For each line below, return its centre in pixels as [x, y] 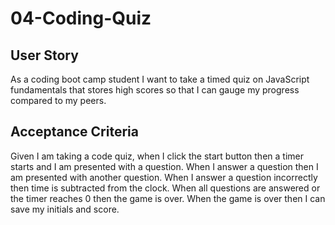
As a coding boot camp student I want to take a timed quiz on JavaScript [160, 79]
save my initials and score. [65, 209]
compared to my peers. [58, 100]
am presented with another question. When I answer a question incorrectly [164, 177]
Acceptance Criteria [74, 132]
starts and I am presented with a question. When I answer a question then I [164, 166]
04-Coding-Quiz [81, 18]
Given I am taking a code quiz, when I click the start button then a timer [157, 156]
